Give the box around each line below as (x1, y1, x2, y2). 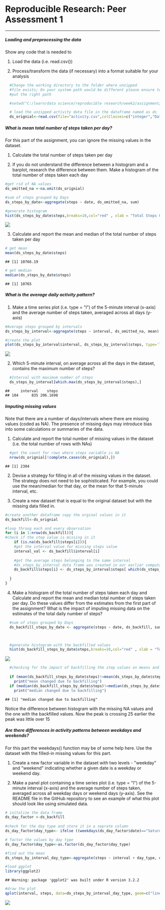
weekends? (5, 732, 29, 739)
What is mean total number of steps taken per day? (5, 125, 112, 131)
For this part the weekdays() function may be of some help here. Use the (5, 745, 152, 751)
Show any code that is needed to (5, 49, 72, 55)
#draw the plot (5, 886, 36, 891)
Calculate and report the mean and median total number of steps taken (12, 595, 156, 601)
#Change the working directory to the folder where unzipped (9, 83, 137, 88)
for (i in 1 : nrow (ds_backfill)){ (5, 531, 74, 535)
